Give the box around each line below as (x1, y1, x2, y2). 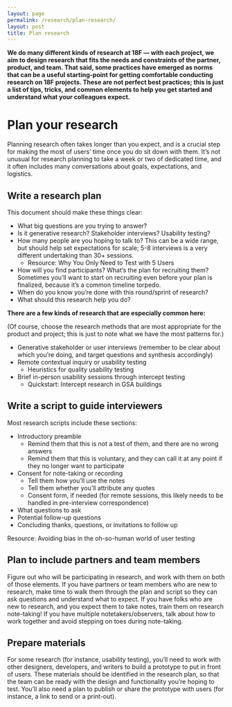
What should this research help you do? (17, 296, 131, 303)
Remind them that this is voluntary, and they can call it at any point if (27, 454, 223, 463)
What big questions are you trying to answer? (17, 222, 148, 230)
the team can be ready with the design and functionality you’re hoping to (7, 678, 215, 686)
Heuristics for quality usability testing (27, 365, 134, 374)
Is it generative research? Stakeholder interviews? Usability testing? (17, 229, 211, 237)
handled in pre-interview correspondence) (27, 498, 149, 507)
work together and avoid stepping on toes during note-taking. (7, 617, 184, 625)
